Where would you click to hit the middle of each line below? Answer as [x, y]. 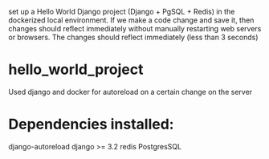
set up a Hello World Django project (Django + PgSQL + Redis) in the [122, 12]
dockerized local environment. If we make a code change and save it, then [131, 20]
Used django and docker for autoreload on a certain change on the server [130, 92]
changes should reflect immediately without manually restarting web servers [135, 29]
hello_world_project [76, 69]
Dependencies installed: [91, 124]
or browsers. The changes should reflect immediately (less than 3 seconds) [133, 37]
